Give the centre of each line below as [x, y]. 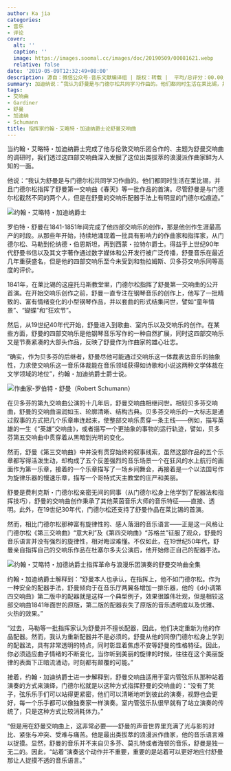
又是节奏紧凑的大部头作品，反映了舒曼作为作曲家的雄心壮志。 [95, 342]
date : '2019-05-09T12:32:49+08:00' [58, 71]
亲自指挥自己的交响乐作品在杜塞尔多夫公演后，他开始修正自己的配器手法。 [118, 550]
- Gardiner [23, 103]
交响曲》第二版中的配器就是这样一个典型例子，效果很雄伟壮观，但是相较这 [118, 596]
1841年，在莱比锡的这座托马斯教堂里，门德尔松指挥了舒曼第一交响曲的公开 [113, 284]
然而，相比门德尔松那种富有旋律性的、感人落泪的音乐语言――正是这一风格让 [115, 524]
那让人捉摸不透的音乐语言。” [46, 761]
